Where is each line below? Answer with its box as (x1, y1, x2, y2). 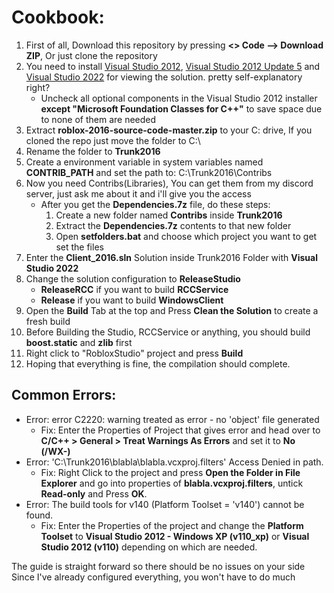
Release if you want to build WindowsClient (40, 294, 224, 306)
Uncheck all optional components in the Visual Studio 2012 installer (40, 92, 318, 104)
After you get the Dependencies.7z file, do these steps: (40, 198, 271, 210)
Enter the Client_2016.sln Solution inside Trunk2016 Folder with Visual (25, 251, 318, 263)
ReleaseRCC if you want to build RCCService (40, 283, 229, 295)
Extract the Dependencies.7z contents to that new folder (55, 219, 292, 231)
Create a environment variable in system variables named (25, 156, 264, 168)
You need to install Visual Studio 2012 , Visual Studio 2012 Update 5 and (25, 60, 321, 72)
